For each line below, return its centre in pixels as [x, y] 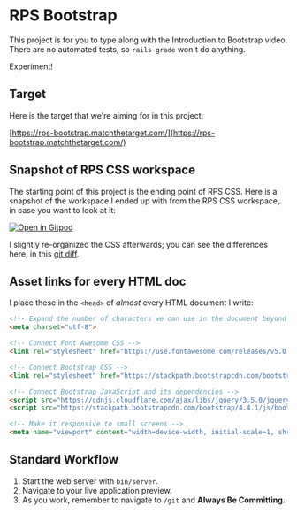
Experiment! [31, 66]
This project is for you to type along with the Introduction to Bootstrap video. [148, 40]
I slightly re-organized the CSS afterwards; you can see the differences [138, 244]
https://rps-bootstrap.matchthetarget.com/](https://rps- [114, 133]
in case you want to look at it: [63, 210]
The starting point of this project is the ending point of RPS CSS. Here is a [143, 191]
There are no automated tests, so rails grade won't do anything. [127, 49]
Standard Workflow [64, 460]
